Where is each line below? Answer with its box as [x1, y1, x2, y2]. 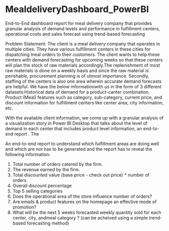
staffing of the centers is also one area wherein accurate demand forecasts [5, 78, 162, 84]
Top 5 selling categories [12, 188, 63, 194]
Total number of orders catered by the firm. [12, 161, 103, 167]
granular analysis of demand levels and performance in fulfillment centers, [5, 25, 160, 31]
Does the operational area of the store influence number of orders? [12, 193, 152, 199]
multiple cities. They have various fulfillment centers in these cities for [5, 46, 151, 52]
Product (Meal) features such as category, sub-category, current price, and [5, 94, 162, 100]
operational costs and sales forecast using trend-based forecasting [5, 31, 145, 37]
